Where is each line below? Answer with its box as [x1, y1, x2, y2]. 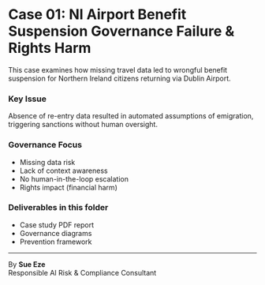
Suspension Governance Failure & [8, 22, 235, 40]
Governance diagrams [19, 228, 92, 238]
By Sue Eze [8, 259, 46, 269]
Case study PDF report [19, 219, 95, 230]
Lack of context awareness [19, 166, 108, 175]
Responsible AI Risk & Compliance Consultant [8, 268, 157, 277]
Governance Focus [8, 140, 83, 151]
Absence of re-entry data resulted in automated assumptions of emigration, [8, 111, 254, 121]
